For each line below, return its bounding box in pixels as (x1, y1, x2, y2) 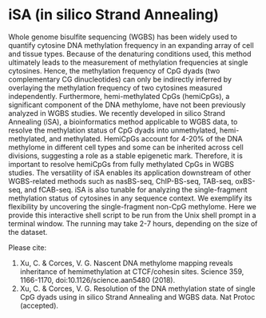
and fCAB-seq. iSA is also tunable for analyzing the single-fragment (24, 185, 248, 194)
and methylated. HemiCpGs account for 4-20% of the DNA (49, 133, 243, 143)
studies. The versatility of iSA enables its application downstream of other (8, 168, 252, 177)
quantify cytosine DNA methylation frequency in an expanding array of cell (8, 40, 254, 50)
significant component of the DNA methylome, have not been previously (8, 100, 246, 109)
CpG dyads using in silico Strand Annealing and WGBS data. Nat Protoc (19, 292, 256, 301)
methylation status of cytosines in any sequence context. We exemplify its (8, 193, 252, 203)
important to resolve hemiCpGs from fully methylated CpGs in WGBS (8, 159, 234, 169)
